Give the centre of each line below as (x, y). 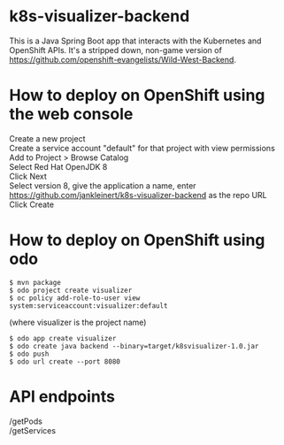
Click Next (28, 176)
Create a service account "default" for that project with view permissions (142, 148)
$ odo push (29, 354)
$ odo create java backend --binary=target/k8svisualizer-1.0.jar (134, 346)
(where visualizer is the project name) (78, 322)
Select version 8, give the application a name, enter (103, 185)
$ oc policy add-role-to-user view (75, 298)
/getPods (26, 421)
